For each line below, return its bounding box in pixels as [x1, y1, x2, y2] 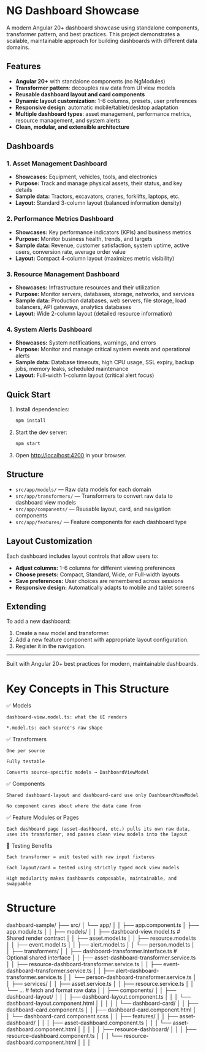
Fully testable [6, 758, 45, 765]
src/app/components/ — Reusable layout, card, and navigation [15, 505, 171, 513]
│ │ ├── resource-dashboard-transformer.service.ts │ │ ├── [6, 961, 162, 968]
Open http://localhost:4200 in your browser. [15, 451, 127, 459]
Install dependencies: [15, 406, 70, 413]
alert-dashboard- [115, 967, 159, 975]
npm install [15, 417, 46, 424]
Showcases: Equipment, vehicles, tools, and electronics [15, 173, 158, 181]
